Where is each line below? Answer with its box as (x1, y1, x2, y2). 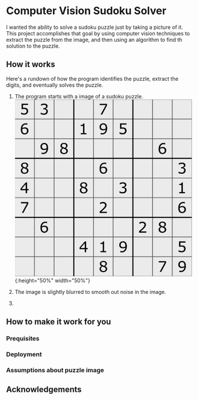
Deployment (6, 351, 42, 359)
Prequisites (6, 335, 39, 343)
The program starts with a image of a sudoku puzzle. (14, 92, 143, 100)
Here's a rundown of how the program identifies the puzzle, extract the (6, 75, 179, 82)
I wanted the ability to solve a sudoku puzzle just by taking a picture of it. (6, 24, 183, 31)
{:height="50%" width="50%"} (14, 277, 90, 284)
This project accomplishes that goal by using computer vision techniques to (6, 29, 190, 37)
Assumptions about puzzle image (6, 366, 104, 375)
